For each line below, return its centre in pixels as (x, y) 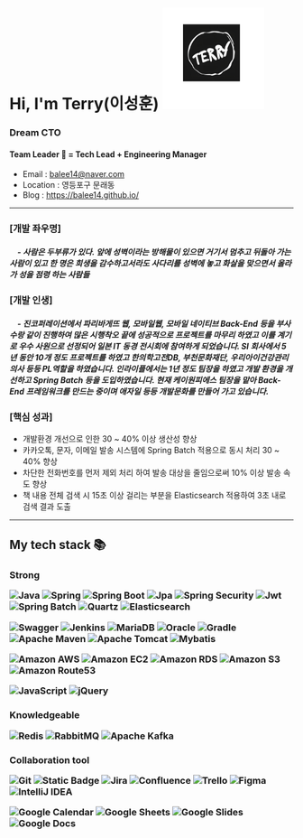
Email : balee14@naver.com (73, 174)
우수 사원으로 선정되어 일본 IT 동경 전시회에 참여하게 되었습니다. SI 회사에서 (149, 346)
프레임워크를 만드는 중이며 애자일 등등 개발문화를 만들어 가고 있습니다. (147, 391)
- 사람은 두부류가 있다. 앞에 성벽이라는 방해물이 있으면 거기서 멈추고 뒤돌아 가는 (154, 252)
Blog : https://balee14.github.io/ (81, 195)
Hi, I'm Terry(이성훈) (84, 104)
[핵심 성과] (31, 417)
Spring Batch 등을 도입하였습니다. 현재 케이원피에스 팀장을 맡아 (145, 380)
